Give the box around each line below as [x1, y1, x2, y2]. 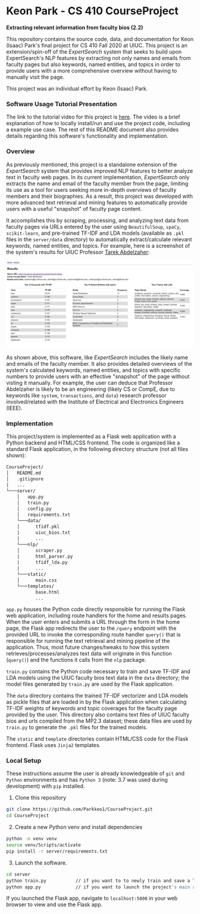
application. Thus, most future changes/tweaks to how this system [6, 643, 170, 651]
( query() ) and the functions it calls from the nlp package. [6, 657, 146, 664]
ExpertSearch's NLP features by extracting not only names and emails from [6, 54, 191, 61]
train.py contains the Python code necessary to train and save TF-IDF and [6, 668, 190, 675]
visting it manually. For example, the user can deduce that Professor [6, 379, 173, 386]
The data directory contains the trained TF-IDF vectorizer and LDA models [6, 692, 189, 700]
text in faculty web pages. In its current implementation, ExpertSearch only [6, 173, 190, 181]
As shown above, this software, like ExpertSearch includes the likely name [6, 353, 189, 361]
